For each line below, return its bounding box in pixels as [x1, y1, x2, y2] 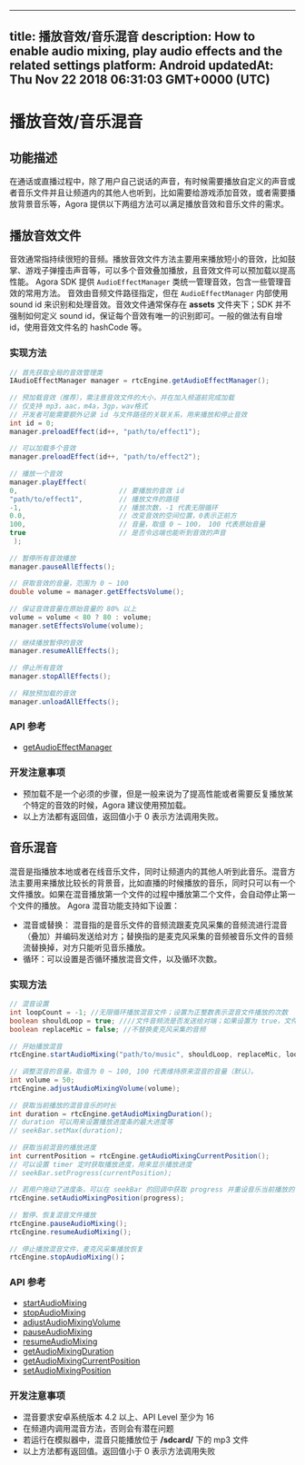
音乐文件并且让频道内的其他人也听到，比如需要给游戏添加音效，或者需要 [16, 187, 288, 198]
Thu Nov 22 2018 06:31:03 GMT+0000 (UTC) [9, 72, 271, 87]
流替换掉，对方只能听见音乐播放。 [22, 942, 151, 953]
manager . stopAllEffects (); [9, 672, 112, 681]
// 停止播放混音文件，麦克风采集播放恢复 [9, 1244, 143, 1253]
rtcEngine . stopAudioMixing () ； [9, 1252, 127, 1262]
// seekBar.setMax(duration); [9, 1126, 124, 1135]
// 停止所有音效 [9, 664, 63, 673]
